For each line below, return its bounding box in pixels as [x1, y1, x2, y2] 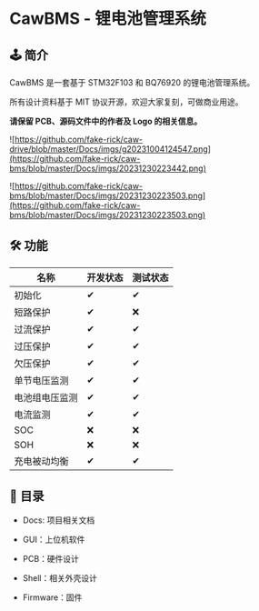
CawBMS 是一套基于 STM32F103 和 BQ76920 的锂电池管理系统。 [9, 77, 255, 87]
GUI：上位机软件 [22, 534, 85, 545]
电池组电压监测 [14, 391, 79, 404]
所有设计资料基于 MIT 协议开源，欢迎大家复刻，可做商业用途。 [9, 96, 244, 107]
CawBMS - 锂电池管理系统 [9, 8, 207, 29]
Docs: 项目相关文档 [22, 515, 95, 526]
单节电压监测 [14, 374, 70, 386]
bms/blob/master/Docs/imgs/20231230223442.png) [9, 163, 207, 174]
